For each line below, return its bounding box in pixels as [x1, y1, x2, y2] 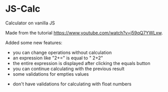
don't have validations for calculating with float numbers [12, 81, 132, 87]
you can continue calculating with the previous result [12, 66, 124, 72]
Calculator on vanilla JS [5, 20, 55, 26]
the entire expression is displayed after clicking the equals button [12, 60, 151, 66]
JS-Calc [5, 3, 40, 15]
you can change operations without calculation [12, 49, 112, 55]
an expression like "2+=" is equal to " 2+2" [12, 54, 103, 61]
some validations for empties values [12, 71, 89, 77]
